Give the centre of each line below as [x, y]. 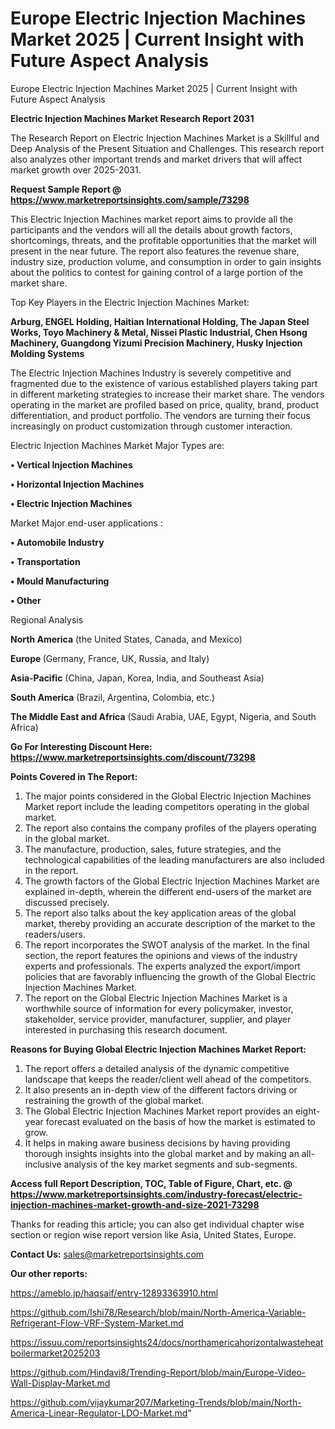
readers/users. [55, 934]
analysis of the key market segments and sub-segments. [180, 1164]
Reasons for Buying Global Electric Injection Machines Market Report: [158, 1049]
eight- [308, 1111]
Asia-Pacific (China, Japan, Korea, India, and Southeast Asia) [137, 678]
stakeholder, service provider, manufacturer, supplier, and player [158, 1019]
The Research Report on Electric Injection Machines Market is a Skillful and [165, 138]
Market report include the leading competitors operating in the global [167, 806]
